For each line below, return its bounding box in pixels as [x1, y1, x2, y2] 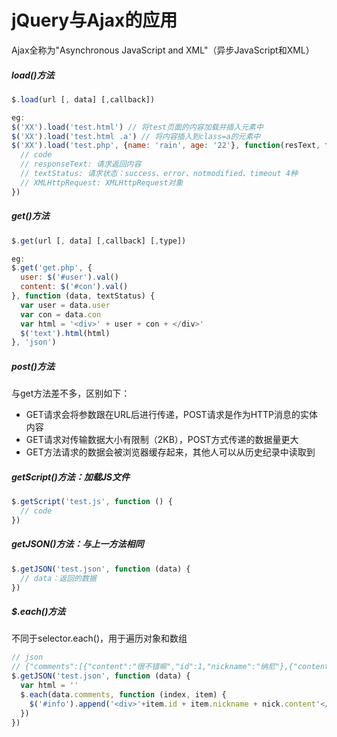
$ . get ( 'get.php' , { [11, 263, 93, 273]
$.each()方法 [11, 606, 66, 617]
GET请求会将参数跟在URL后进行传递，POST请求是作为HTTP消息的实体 [25, 409, 319, 421]
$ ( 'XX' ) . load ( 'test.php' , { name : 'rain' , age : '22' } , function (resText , [11, 141, 321, 151]
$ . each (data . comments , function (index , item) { [20, 689, 227, 700]
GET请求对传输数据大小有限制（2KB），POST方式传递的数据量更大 [25, 434, 299, 446]
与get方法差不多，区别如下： [11, 387, 131, 400]
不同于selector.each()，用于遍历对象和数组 [11, 632, 188, 645]
